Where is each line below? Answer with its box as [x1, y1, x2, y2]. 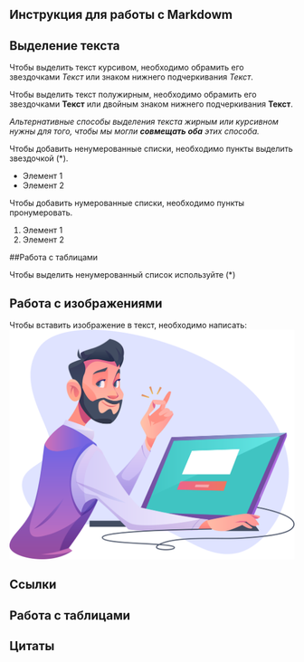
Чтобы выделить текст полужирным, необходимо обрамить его [9, 90, 257, 100]
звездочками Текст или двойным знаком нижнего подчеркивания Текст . [9, 99, 294, 109]
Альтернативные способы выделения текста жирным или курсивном [9, 117, 279, 128]
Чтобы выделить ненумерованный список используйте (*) [9, 270, 236, 280]
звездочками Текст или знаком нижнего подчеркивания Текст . [9, 71, 253, 82]
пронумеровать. [9, 207, 73, 218]
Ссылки [9, 577, 57, 592]
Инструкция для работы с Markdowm [9, 7, 233, 23]
